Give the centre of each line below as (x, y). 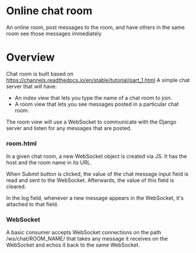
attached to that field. (32, 205)
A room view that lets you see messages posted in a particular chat (97, 104)
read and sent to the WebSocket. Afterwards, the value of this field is (90, 180)
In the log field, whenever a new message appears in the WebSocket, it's (95, 198)
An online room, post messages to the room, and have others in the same (96, 27)
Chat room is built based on (40, 74)
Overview (30, 58)
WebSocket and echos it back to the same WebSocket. (73, 245)
